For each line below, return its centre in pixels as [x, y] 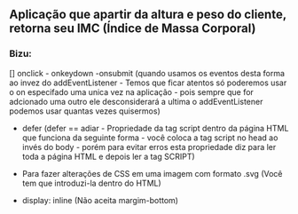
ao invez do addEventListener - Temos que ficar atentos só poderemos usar [148, 83]
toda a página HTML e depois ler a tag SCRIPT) [108, 156]
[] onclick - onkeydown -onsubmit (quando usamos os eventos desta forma [147, 73]
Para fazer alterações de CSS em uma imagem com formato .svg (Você [152, 173]
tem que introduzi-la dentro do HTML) [91, 183]
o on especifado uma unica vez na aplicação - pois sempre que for [132, 91]
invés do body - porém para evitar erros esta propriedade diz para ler [149, 147]
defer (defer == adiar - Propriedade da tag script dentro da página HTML [155, 128]
